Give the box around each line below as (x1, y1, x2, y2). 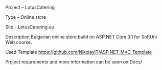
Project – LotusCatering (5, 5, 55, 10)
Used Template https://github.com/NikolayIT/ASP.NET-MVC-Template (5, 49, 152, 55)
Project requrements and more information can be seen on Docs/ (5, 59, 142, 65)
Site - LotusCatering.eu (5, 24, 55, 30)
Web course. (5, 39, 32, 45)
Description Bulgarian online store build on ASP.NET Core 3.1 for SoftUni (5, 34, 157, 40)
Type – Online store (5, 14, 47, 20)
